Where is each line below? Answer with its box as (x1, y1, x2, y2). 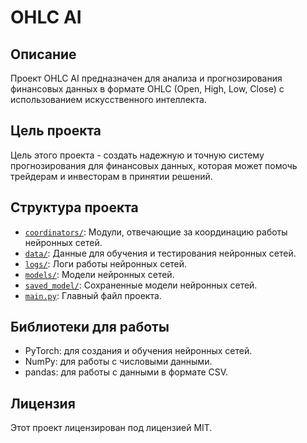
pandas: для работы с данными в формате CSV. (24, 366, 229, 378)
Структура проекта (10, 199, 139, 216)
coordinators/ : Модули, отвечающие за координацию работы (24, 226, 288, 238)
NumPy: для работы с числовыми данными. (24, 356, 213, 368)
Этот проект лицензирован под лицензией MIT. (10, 422, 213, 434)
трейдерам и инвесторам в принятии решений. (10, 170, 213, 182)
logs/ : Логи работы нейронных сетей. (24, 257, 188, 270)
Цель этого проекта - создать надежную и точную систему (10, 149, 265, 161)
